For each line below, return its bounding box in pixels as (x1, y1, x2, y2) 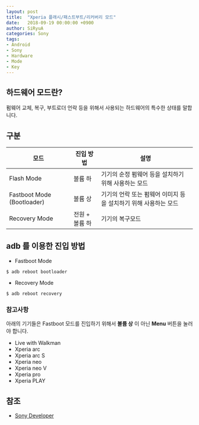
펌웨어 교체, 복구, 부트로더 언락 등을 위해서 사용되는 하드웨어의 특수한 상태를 (6, 104, 182, 112)
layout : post (6, 8, 38, 15)
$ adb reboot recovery (6, 290, 62, 297)
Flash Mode (9, 175, 42, 182)
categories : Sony (6, 31, 49, 37)
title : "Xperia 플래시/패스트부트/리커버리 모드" (6, 14, 117, 20)
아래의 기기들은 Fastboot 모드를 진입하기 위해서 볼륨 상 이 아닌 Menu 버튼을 (6, 320, 182, 327)
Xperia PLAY (14, 378, 46, 385)
